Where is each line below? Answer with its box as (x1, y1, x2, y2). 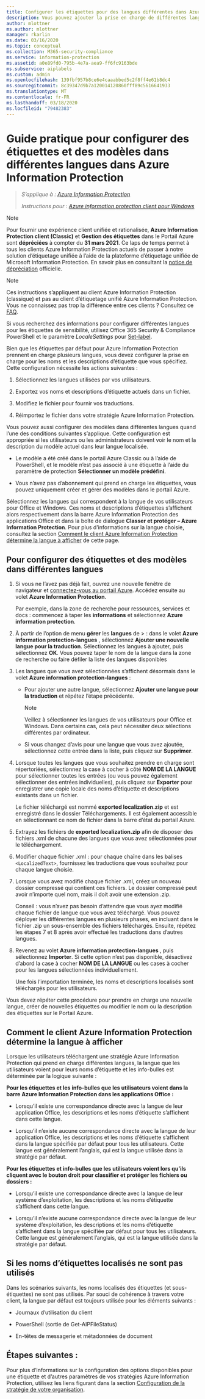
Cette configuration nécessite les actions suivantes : (6, 364, 138, 372)
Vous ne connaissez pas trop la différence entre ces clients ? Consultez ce (6, 302, 194, 309)
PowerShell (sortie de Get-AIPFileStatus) (15, 1320, 118, 1328)
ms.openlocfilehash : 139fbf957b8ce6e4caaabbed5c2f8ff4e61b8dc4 (6, 77, 171, 83)
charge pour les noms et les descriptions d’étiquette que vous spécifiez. (6, 358, 188, 365)
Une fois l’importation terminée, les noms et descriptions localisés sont (15, 978, 194, 986)
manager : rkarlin (6, 32, 51, 38)
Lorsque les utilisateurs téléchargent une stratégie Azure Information (6, 1053, 179, 1060)
